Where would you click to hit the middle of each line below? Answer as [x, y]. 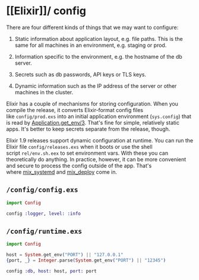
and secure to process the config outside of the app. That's [79, 166]
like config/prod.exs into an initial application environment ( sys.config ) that [99, 116]
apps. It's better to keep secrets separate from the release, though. [88, 129]
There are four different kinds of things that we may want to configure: [92, 27]
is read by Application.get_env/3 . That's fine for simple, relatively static [93, 122]
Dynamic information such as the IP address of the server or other [96, 86]
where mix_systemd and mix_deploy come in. [62, 172]
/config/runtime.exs [44, 231]
